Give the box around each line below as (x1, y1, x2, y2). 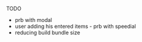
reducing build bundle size (14, 29, 81, 36)
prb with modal (14, 17, 53, 23)
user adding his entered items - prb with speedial (14, 23, 136, 30)
